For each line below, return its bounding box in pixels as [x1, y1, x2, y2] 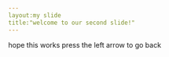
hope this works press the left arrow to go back [8, 40, 162, 49]
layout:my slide [8, 11, 61, 20]
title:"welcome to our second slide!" [8, 19, 135, 27]
